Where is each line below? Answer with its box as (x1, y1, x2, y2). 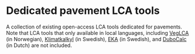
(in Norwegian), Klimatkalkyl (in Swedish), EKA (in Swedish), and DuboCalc (6, 35, 187, 42)
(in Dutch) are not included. (6, 42, 72, 49)
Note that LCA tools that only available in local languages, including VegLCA (6, 29, 189, 36)
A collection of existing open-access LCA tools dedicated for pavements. (6, 23, 183, 30)
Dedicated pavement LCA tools (6, 4, 160, 17)
